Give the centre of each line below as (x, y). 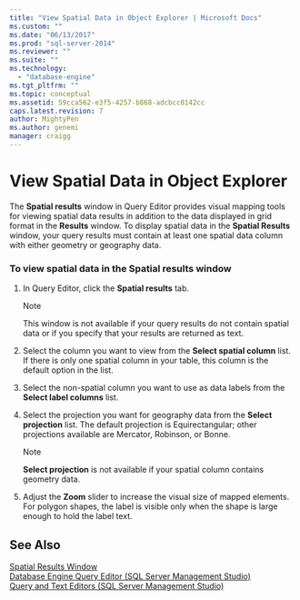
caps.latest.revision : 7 (56, 111)
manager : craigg (40, 136)
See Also (35, 545)
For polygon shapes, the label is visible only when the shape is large (150, 506)
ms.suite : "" (34, 60)
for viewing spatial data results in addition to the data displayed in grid (141, 215)
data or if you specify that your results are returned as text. (133, 334)
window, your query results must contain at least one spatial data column (146, 235)
